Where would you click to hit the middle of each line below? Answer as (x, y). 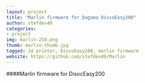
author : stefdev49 (29, 23)
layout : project (27, 12)
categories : (21, 29)
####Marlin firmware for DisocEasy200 (56, 73)
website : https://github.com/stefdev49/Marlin (66, 57)
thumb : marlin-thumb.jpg (37, 46)
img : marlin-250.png (32, 40)
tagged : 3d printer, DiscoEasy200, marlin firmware (72, 51)
